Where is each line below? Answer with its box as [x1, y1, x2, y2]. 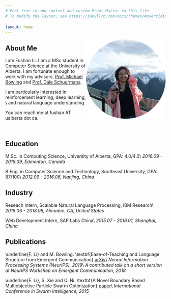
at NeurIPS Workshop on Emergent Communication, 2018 [5, 267, 126, 274]
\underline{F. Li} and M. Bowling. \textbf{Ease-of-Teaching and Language [5, 251, 160, 257]
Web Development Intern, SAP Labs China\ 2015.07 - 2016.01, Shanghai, [5, 217, 157, 224]
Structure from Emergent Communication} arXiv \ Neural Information [5, 256, 149, 262]
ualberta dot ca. [5, 115, 39, 121]
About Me [5, 44, 37, 52]
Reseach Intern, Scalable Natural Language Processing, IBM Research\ [5, 202, 154, 208]
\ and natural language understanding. [5, 100, 85, 106]
